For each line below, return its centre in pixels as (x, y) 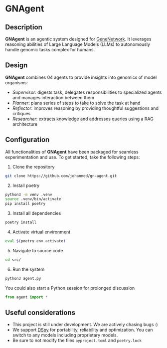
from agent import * (27, 297)
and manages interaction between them (53, 97)
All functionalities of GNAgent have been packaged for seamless (72, 152)
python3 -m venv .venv (29, 194)
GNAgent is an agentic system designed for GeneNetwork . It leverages (78, 39)
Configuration (27, 140)
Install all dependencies (37, 213)
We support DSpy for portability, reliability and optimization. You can (83, 330)
